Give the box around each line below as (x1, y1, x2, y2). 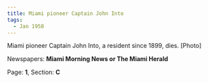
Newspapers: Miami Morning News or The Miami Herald (7, 55, 169, 63)
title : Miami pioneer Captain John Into (7, 10, 125, 17)
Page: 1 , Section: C (7, 68, 60, 76)
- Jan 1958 (13, 23, 44, 29)
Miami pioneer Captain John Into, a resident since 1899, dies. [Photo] (7, 42, 202, 50)
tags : (7, 16, 23, 23)
